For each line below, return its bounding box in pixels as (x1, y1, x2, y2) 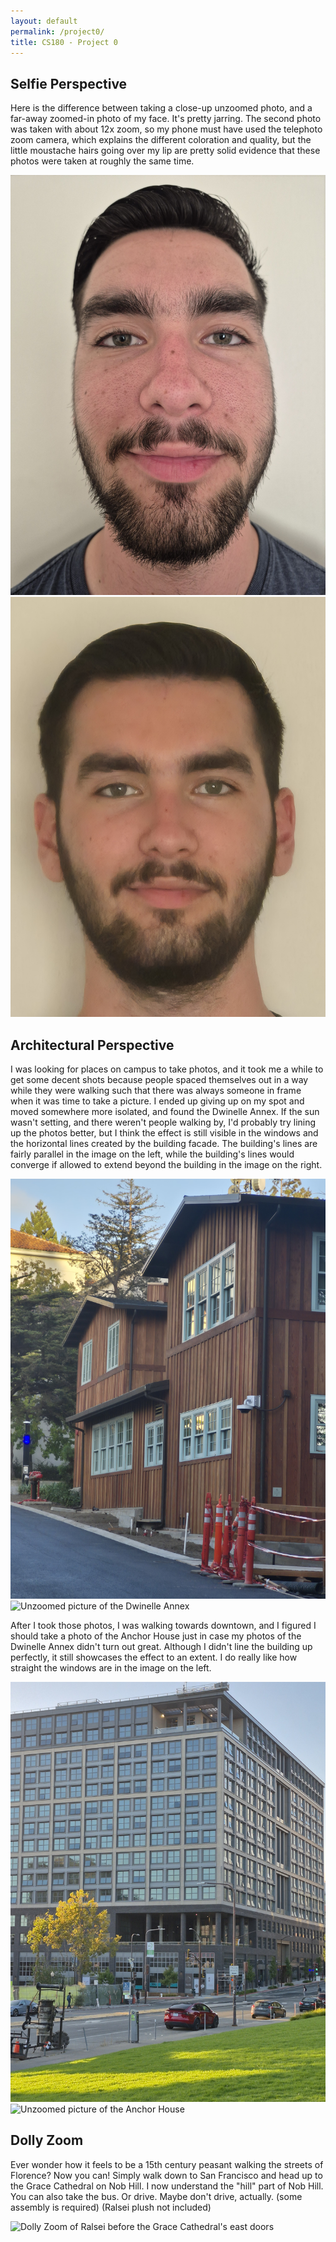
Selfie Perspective (10, 75, 128, 92)
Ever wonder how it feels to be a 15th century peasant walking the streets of (10, 2158, 324, 2170)
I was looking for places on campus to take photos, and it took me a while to (10, 1063, 324, 1075)
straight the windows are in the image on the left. (10, 1662, 212, 1674)
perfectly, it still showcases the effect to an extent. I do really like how (10, 1651, 298, 1663)
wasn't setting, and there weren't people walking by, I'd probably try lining (10, 1116, 317, 1128)
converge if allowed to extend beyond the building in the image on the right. (10, 1159, 323, 1170)
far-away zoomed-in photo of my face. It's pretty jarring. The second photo (10, 113, 322, 125)
